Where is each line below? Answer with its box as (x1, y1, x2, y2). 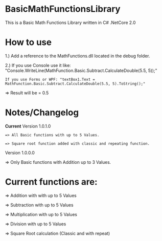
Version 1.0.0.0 (5, 150, 35, 155)
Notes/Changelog (5, 107, 79, 118)
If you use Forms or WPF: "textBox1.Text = (5, 77, 95, 82)
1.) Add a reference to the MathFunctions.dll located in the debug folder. (5, 53, 150, 59)
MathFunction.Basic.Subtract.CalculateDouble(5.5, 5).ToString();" (5, 81, 146, 86)
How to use (5, 37, 52, 48)
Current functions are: (5, 176, 98, 187)
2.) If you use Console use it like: (5, 62, 71, 68)
